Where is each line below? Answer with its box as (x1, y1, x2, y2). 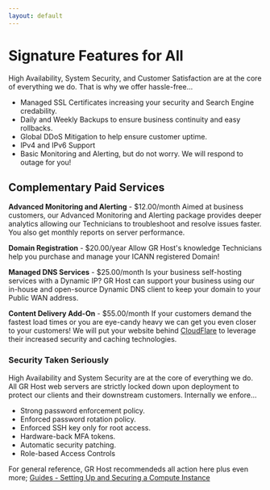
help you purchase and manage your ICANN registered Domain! (8, 251, 220, 262)
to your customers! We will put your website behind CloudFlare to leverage (8, 326, 256, 335)
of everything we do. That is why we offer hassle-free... (8, 81, 193, 91)
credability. (19, 106, 58, 115)
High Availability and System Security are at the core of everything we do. (8, 372, 254, 383)
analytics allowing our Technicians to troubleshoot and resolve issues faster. (8, 219, 262, 229)
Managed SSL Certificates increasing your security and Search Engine (19, 98, 255, 107)
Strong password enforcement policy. (19, 405, 145, 415)
